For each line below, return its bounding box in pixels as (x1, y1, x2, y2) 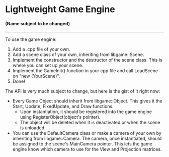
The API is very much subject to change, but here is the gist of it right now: (5, 88, 160, 94)
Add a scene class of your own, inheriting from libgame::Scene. (12, 51, 144, 58)
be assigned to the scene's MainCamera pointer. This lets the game (12, 141, 152, 147)
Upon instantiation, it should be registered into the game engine (20, 109, 152, 115)
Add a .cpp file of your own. (12, 46, 70, 53)
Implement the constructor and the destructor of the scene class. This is (12, 57, 162, 63)
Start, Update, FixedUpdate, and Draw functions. (12, 103, 114, 110)
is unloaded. (20, 125, 46, 131)
